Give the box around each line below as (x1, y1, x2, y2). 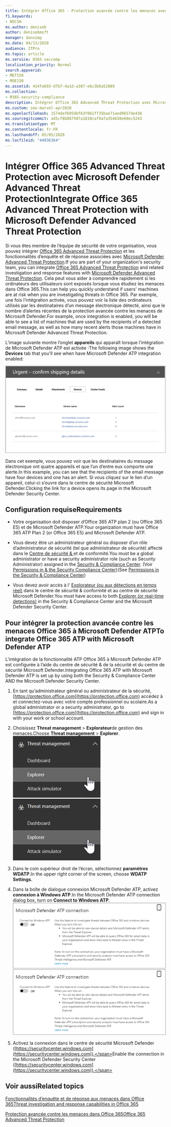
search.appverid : (5, 67, 42, 73)
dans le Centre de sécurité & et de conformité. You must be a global (12, 550, 154, 557)
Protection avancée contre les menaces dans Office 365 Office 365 (5, 1111, 146, 1117)
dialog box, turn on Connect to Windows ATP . (12, 897, 110, 904)
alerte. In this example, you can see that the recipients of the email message (5, 468, 164, 475)
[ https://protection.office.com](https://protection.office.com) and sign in (12, 710, 164, 716)
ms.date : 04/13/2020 (5, 41, 49, 46)
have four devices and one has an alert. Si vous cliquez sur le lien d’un (5, 474, 153, 480)
